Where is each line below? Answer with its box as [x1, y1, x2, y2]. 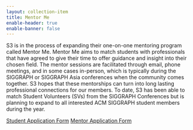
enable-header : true [6, 20, 58, 26]
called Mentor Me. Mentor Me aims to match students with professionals [6, 49, 185, 56]
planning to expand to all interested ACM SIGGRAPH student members [6, 99, 180, 107]
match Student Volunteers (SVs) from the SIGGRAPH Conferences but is [6, 93, 185, 100]
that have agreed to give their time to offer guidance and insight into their [6, 55, 187, 62]
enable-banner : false [6, 25, 61, 32]
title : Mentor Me [6, 14, 50, 20]
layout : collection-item [6, 8, 68, 15]
